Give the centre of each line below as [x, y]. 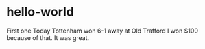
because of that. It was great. [48, 37]
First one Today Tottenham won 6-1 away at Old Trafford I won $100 [102, 31]
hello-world [40, 12]
